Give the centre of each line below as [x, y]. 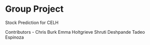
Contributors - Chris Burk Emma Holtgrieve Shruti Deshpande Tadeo [75, 32]
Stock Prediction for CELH [32, 22]
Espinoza [14, 37]
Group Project [34, 9]
